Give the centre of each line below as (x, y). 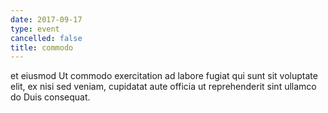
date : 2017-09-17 (46, 19)
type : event (35, 29)
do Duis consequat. (50, 97)
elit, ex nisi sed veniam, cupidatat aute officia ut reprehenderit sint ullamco (163, 87)
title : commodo (42, 47)
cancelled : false (46, 38)
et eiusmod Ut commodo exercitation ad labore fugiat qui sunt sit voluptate (164, 76)
